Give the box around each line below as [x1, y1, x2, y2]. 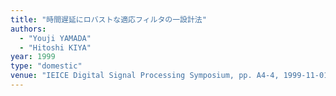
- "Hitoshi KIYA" [19, 42, 92, 53]
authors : [10, 24, 47, 34]
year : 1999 [10, 52, 56, 62]
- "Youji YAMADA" [19, 33, 92, 43]
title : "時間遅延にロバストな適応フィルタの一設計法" [10, 14, 207, 25]
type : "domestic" [10, 61, 83, 71]
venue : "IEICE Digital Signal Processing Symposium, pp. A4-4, [10, 71, 280, 81]
